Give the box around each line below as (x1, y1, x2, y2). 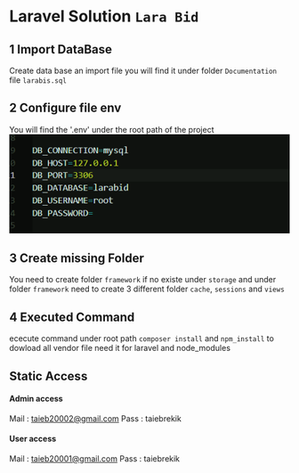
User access (9, 434, 57, 444)
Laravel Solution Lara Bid (9, 6, 199, 27)
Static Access (9, 368, 88, 384)
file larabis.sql (9, 75, 67, 86)
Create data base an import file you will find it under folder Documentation (9, 65, 278, 76)
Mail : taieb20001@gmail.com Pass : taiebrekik (9, 453, 181, 464)
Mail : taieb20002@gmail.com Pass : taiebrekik (9, 412, 182, 424)
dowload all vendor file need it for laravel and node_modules (9, 343, 231, 354)
